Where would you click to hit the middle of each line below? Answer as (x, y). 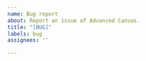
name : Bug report (33, 14)
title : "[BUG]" (30, 27)
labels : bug (25, 34)
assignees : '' (28, 40)
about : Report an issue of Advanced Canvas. (74, 21)
